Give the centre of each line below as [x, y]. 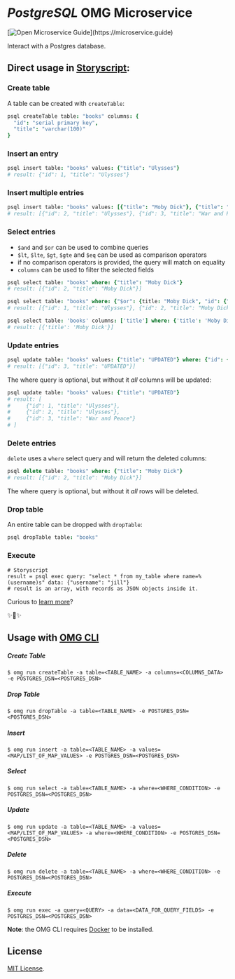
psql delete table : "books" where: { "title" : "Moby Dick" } [95, 472]
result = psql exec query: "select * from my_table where [93, 576]
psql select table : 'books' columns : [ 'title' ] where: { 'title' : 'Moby [114, 321]
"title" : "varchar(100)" [50, 129]
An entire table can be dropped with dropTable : [75, 525]
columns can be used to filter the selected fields [86, 269]
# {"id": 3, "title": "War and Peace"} [72, 419]
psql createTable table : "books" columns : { [73, 116]
